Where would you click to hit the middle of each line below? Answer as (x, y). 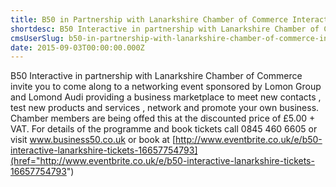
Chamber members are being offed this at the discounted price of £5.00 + (163, 118)
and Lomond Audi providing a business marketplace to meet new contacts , (166, 97)
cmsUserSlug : (37, 38)
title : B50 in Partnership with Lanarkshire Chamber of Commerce (149, 19)
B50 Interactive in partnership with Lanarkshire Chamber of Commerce (156, 76)
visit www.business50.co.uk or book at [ (93, 140)
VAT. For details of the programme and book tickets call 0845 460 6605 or (164, 129)
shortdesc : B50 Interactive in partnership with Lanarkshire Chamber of (165, 29)
